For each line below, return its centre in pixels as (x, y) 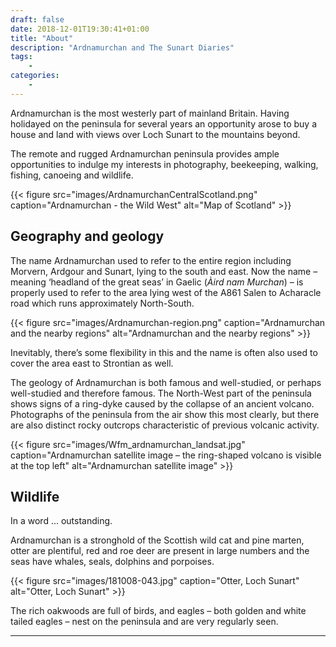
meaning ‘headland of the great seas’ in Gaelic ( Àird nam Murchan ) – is (157, 282)
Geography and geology (87, 236)
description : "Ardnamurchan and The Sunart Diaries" (122, 47)
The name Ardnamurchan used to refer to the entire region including (151, 260)
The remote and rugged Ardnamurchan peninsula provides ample (145, 153)
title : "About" (42, 38)
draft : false (37, 19)
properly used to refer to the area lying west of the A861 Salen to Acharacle (166, 292)
